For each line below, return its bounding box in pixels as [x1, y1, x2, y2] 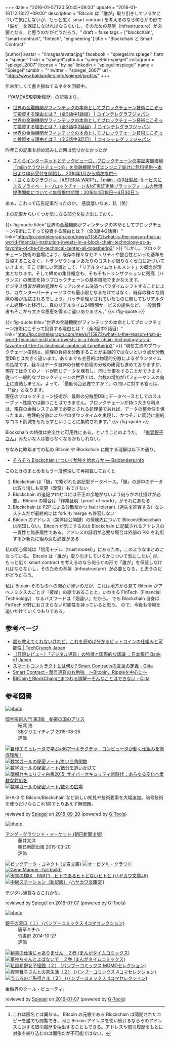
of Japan [12, 657, 32, 663]
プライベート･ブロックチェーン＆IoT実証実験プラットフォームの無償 [21, 183, 163, 189]
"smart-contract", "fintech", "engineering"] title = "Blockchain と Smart [5, 35, 153, 42]
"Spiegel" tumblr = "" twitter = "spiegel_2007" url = [5, 67, 112, 73]
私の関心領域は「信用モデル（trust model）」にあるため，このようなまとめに [5, 546, 164, 552]
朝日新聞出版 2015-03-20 [18, 844, 71, 850]
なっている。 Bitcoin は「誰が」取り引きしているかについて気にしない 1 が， [5, 552, 162, 559]
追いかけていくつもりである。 [5, 608, 67, 614]
